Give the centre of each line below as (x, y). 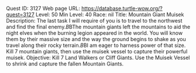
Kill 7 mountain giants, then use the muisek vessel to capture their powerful (97, 51)
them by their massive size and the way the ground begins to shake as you (96, 39)
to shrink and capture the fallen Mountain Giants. (65, 64)
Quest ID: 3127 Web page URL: (43, 8)
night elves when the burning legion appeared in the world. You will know (94, 33)
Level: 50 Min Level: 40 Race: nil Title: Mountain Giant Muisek (110, 14)
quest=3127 (20, 14)
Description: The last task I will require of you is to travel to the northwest (94, 21)
